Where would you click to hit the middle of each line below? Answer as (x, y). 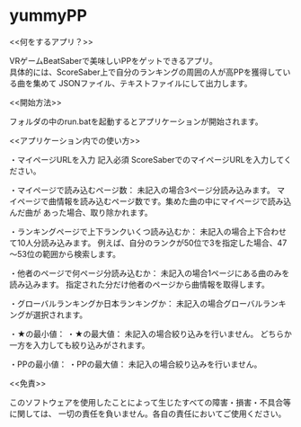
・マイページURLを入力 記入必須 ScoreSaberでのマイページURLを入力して (147, 159)
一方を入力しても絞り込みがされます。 (80, 345)
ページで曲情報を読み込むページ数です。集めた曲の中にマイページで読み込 (154, 201)
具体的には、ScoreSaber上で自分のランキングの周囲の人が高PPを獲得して (146, 72)
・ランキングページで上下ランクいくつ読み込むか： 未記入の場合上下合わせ (148, 231)
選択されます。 (60, 315)
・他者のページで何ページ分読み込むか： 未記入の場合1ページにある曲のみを (150, 273)
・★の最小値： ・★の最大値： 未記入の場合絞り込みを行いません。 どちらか (150, 334)
